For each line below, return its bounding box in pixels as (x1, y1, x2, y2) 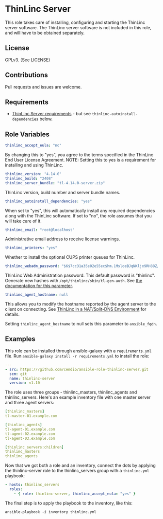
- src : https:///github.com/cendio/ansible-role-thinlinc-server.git (5, 367, 149, 372)
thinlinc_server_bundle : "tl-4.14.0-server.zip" (5, 180, 105, 185)
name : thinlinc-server (9, 376, 55, 381)
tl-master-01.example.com (5, 413, 57, 419)
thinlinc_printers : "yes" (5, 246, 57, 251)
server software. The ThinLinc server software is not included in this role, (5, 24, 152, 30)
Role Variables (5, 130, 49, 138)
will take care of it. (5, 218, 42, 224)
